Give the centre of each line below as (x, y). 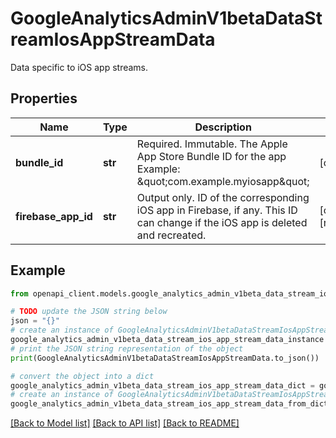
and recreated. (171, 235)
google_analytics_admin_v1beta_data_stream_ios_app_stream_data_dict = (162, 385)
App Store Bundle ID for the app (211, 156)
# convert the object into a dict (82, 376)
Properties (44, 98)
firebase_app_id (54, 216)
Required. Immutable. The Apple (212, 144)
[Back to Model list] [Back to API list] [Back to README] (125, 423)
